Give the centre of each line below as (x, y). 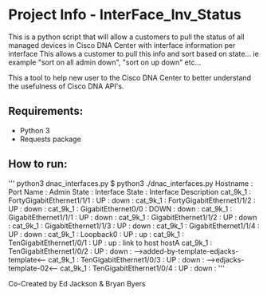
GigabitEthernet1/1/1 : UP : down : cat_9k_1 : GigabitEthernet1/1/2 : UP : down (133, 217)
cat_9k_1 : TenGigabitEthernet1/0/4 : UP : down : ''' (142, 268)
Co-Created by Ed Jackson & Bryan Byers (77, 283)
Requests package (50, 139)
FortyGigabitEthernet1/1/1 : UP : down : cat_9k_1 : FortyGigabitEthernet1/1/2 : (132, 200)
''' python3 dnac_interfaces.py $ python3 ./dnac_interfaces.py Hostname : (131, 183)
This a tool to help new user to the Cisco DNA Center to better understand (130, 77)
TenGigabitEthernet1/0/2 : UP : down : (70, 251)
